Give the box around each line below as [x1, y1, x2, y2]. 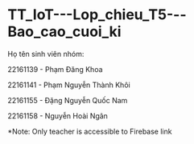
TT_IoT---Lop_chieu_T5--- [7, 6, 187, 24]
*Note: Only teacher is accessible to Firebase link [7, 126, 172, 136]
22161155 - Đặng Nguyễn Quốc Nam [7, 95, 128, 105]
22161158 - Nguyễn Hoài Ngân [7, 110, 108, 121]
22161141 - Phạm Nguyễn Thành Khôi [7, 80, 130, 90]
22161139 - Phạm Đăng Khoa [7, 64, 103, 74]
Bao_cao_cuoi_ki [7, 22, 122, 41]
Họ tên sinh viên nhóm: [7, 49, 85, 58]
